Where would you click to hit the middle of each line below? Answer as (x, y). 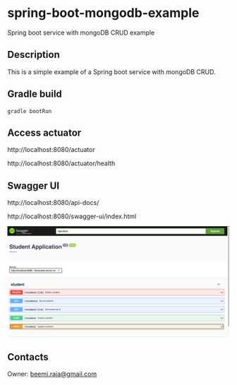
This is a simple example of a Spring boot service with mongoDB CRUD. (112, 71)
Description (34, 55)
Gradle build (35, 94)
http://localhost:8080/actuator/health (61, 163)
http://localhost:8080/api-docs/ (53, 203)
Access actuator (44, 132)
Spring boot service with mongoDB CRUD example (81, 32)
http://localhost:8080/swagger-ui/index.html (72, 216)
